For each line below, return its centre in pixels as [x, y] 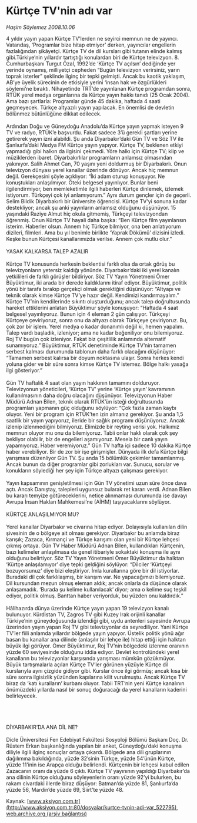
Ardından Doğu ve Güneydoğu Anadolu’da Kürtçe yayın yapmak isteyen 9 [95, 126]
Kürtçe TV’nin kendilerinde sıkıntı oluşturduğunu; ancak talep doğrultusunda [98, 301]
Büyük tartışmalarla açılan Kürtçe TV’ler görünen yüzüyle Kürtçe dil [87, 665]
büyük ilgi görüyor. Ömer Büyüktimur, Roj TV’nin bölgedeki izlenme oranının [98, 646]
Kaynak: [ [18, 801]
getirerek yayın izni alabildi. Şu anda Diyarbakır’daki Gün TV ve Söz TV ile [95, 138]
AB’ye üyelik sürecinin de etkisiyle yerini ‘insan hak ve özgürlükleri [86, 82]
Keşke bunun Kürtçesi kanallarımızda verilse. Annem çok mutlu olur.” [89, 239]
